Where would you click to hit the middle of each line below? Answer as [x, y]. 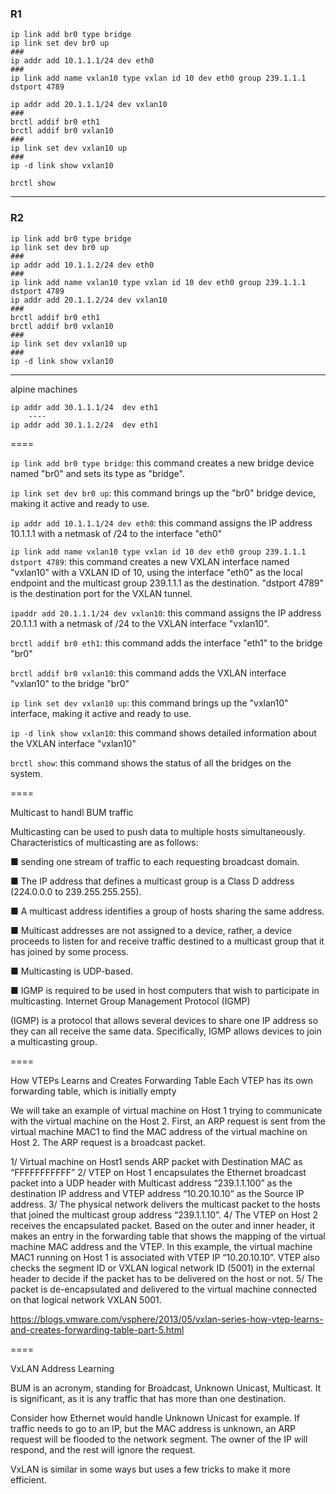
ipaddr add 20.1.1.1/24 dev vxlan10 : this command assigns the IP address [166, 613]
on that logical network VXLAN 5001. [86, 1299]
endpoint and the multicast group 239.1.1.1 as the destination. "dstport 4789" [167, 583]
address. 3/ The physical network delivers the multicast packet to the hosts [165, 1204]
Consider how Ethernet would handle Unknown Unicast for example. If [155, 1418]
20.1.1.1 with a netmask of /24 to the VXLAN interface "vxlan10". [140, 623]
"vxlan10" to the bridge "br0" [70, 683]
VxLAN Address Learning [62, 1368]
